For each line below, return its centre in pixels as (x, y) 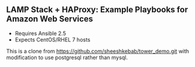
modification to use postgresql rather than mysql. (67, 57)
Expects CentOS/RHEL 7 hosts (52, 39)
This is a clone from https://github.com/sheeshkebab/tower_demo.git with (98, 51)
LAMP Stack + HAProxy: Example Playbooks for (97, 10)
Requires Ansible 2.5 (40, 33)
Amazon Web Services (50, 19)
